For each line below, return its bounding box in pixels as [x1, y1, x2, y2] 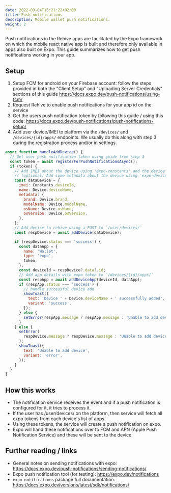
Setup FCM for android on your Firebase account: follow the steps [12, 80, 152, 87]
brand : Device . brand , [23, 197, 70, 202]
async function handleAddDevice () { [5, 150, 83, 155]
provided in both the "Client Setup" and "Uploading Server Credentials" [12, 86, 163, 92]
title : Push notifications [5, 12, 63, 17]
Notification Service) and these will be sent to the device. [12, 432, 133, 438]
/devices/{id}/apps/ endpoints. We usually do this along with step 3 [12, 134, 157, 141]
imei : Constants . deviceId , [18, 183, 76, 188]
